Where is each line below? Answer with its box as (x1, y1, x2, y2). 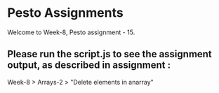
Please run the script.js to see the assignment (7, 48, 212, 60)
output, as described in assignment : (7, 59, 171, 71)
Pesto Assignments (7, 5, 124, 21)
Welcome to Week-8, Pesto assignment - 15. (7, 28, 135, 36)
